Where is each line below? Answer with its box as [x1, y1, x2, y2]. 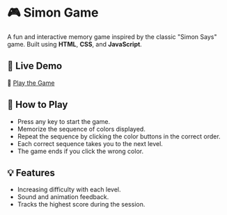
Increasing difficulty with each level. [17, 185, 121, 194]
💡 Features [7, 167, 56, 179]
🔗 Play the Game [7, 79, 55, 87]
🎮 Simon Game [7, 5, 99, 21]
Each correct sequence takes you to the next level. [17, 139, 164, 148]
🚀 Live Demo [7, 60, 63, 72]
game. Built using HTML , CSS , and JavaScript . [7, 40, 143, 48]
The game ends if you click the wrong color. [17, 147, 144, 155]
